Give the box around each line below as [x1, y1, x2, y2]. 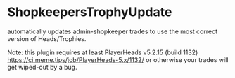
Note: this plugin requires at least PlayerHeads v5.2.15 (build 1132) [7, 48, 198, 56]
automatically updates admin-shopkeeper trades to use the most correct [7, 27, 218, 36]
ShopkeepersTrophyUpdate [7, 4, 172, 20]
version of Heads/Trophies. [7, 34, 87, 42]
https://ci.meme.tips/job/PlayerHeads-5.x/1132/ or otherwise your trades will [7, 55, 229, 63]
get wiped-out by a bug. [7, 63, 77, 71]
